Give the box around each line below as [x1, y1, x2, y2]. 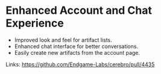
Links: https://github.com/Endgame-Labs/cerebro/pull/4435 [5, 61, 155, 68]
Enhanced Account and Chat [5, 4, 152, 17]
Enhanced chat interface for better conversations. [14, 43, 139, 50]
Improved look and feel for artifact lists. [14, 36, 112, 43]
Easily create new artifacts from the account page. [14, 49, 140, 56]
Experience [5, 16, 64, 30]
